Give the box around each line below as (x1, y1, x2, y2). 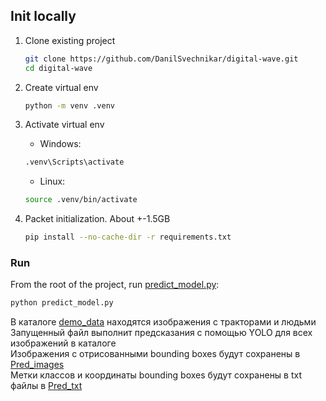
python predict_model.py (10, 298, 114, 308)
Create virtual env (24, 81, 99, 93)
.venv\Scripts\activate (24, 157, 125, 168)
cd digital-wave (24, 63, 93, 73)
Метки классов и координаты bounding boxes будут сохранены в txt (10, 369, 303, 381)
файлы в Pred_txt (10, 380, 83, 392)
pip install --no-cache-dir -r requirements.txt (24, 232, 232, 243)
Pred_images (10, 359, 65, 371)
